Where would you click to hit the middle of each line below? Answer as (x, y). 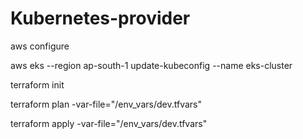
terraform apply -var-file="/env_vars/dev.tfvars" (109, 123)
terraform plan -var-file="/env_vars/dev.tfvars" (106, 104)
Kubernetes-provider (100, 18)
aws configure (40, 46)
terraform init (37, 84)
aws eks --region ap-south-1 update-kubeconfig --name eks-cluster (151, 65)
